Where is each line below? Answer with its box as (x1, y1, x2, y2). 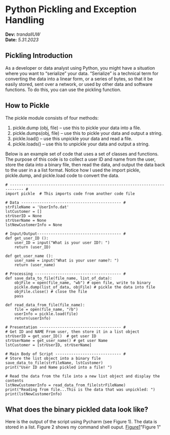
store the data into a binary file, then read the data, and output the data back (5, 161, 165, 167)
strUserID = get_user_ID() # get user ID (5, 333, 96, 339)
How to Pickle (5, 101, 50, 110)
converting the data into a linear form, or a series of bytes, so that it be (5, 75, 153, 82)
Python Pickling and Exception (5, 4, 137, 15)
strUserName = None (5, 218, 47, 223)
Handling (5, 14, 45, 26)
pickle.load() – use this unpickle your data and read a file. (12, 135, 133, 141)
